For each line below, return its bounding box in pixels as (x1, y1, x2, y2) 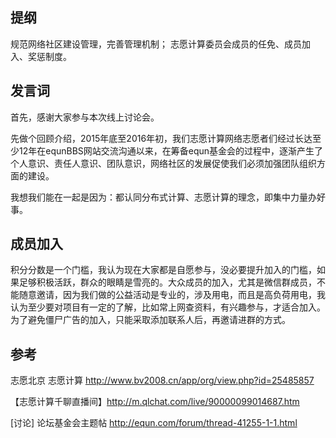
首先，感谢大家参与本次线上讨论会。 (10, 111, 160, 123)
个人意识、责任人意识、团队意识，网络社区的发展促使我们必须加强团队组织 (10, 157, 317, 169)
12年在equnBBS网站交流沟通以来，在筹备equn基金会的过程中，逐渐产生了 (18, 144, 324, 157)
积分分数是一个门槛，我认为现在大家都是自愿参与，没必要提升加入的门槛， (10, 264, 317, 276)
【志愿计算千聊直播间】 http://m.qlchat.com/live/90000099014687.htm (10, 396, 300, 408)
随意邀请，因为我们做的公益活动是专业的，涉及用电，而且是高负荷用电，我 (18, 289, 326, 301)
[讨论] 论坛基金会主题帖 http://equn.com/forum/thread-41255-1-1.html (10, 417, 298, 429)
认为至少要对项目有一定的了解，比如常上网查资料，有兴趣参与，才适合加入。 (10, 301, 326, 313)
